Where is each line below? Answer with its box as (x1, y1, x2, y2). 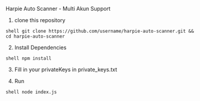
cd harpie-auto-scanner (5, 33, 65, 39)
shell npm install (5, 56, 52, 62)
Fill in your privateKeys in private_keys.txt (14, 66, 118, 73)
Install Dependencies (14, 44, 67, 51)
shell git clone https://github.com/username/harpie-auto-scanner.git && (5, 28, 195, 34)
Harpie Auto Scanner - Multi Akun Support (5, 5, 111, 12)
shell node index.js (5, 89, 58, 95)
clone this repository (14, 17, 65, 23)
